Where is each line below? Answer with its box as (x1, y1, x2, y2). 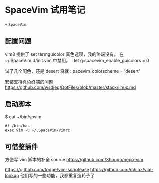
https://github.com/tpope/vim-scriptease (5, 167, 90, 173)
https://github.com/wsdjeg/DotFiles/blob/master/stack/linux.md (5, 84, 136, 90)
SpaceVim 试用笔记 (5, 4, 86, 16)
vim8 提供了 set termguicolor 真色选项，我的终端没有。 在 (5, 51, 124, 57)
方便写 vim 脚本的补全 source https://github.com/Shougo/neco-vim (5, 157, 144, 163)
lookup (5, 173, 19, 179)
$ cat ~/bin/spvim (5, 113, 42, 120)
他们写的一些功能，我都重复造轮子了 (20, 173, 95, 179)
